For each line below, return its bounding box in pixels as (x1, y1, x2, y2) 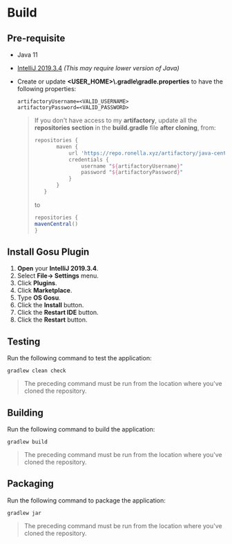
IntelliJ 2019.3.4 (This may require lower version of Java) (17, 64, 180, 72)
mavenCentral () (34, 220, 78, 227)
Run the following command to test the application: (7, 354, 152, 362)
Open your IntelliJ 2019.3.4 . (17, 264, 99, 273)
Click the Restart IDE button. (17, 309, 99, 317)
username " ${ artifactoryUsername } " (80, 162, 184, 170)
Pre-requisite (7, 32, 66, 44)
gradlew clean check (7, 367, 67, 374)
